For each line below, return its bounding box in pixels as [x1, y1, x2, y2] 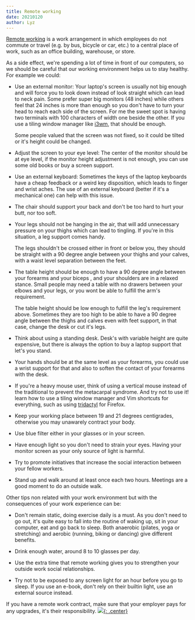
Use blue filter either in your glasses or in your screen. [14, 430, 145, 437]
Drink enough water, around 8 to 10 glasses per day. [14, 548, 140, 555]
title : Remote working [6, 8, 61, 15]
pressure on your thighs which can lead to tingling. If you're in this [14, 227, 174, 234]
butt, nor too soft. [14, 209, 57, 217]
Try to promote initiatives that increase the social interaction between [14, 459, 182, 466]
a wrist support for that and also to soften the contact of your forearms [14, 364, 185, 372]
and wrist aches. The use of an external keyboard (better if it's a [14, 186, 169, 193]
